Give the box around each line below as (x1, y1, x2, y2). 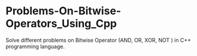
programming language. (5, 43, 65, 50)
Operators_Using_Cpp (5, 17, 117, 30)
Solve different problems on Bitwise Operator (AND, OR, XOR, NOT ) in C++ (5, 36, 192, 43)
